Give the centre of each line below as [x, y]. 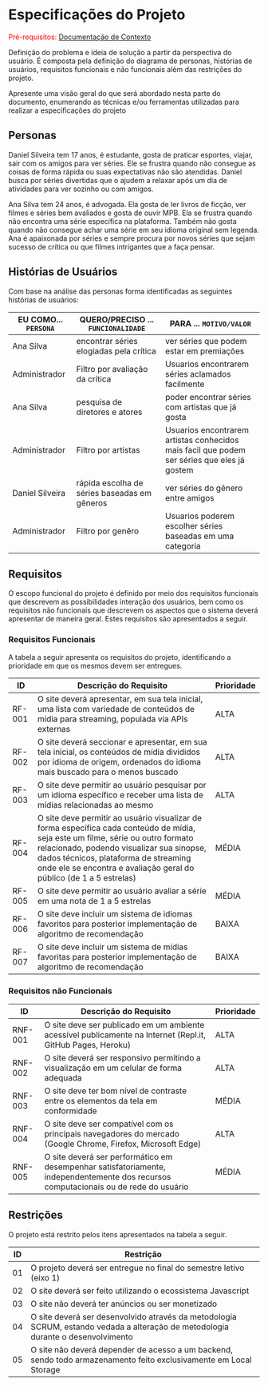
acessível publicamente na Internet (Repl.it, [125, 1035]
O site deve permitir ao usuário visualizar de [119, 817]
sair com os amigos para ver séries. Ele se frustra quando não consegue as [132, 163]
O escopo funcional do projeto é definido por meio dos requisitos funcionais [134, 593]
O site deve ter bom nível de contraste [116, 1091]
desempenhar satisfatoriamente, [105, 1167]
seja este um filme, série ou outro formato [115, 837]
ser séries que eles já [205, 460]
